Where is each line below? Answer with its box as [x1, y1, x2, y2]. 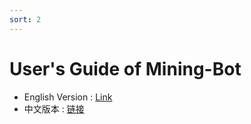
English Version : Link [23, 91, 113, 103]
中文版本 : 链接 [23, 102, 85, 115]
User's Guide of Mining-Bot [9, 57, 242, 80]
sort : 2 [9, 14, 42, 25]
